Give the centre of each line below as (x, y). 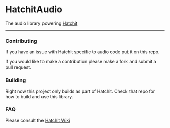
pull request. (18, 67)
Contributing (21, 41)
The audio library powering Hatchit (41, 23)
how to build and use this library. (39, 96)
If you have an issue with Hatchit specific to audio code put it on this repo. (82, 52)
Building (16, 80)
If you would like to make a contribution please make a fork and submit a (81, 62)
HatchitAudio (34, 9)
